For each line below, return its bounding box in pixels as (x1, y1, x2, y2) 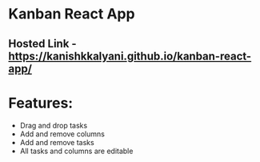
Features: (8, 94, 74, 112)
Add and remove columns (19, 129, 106, 139)
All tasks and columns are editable (19, 146, 134, 156)
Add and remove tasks (19, 137, 94, 147)
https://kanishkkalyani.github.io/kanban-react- (8, 49, 252, 63)
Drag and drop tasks (19, 120, 88, 130)
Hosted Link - (8, 37, 78, 51)
